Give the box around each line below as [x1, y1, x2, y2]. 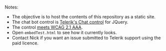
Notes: [4, 4, 18, 10]
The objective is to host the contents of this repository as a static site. [11, 14, 156, 19]
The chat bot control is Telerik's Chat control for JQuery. [11, 19, 128, 25]
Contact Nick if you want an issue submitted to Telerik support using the [11, 35, 161, 41]
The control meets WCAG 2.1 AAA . [11, 24, 83, 30]
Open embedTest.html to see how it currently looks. [11, 30, 117, 35]
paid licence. [11, 40, 38, 46]
